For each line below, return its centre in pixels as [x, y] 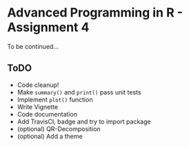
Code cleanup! [38, 85]
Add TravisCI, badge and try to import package [84, 121]
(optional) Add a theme [50, 136]
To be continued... [33, 46]
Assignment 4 [48, 27]
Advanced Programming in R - [95, 13]
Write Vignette [38, 107]
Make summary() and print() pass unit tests [79, 92]
